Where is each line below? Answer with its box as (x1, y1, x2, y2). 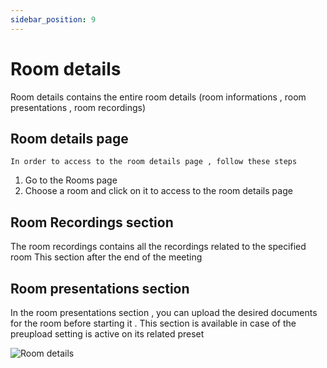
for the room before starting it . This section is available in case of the (10, 317, 297, 329)
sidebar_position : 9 (10, 14, 97, 25)
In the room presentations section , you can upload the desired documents (10, 307, 318, 318)
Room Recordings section (10, 214, 174, 231)
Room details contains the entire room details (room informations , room (10, 91, 307, 103)
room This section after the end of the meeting (10, 251, 203, 263)
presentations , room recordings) (10, 101, 147, 113)
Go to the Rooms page (24, 174, 118, 186)
